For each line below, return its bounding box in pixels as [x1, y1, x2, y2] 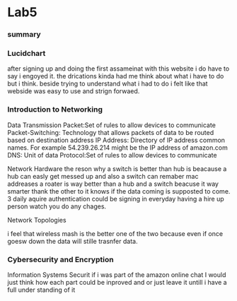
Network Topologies [7, 216, 67, 224]
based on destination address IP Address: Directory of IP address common [7, 136, 225, 144]
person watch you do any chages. [7, 202, 107, 211]
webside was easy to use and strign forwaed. [7, 87, 140, 95]
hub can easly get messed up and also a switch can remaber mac [7, 172, 199, 180]
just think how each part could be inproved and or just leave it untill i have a [7, 278, 228, 286]
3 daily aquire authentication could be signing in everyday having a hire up [7, 194, 224, 203]
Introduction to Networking [7, 105, 103, 114]
